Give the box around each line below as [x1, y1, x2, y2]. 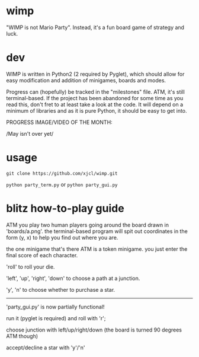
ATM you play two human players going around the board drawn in [6, 221, 169, 228]
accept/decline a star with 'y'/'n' [6, 344, 85, 351]
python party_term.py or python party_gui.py [6, 181, 118, 188]
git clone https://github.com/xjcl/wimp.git [6, 170, 118, 176]
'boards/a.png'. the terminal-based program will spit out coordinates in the [6, 227, 188, 235]
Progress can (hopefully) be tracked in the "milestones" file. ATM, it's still [6, 88, 185, 95]
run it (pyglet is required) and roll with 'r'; [6, 314, 106, 321]
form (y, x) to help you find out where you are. [6, 234, 118, 241]
